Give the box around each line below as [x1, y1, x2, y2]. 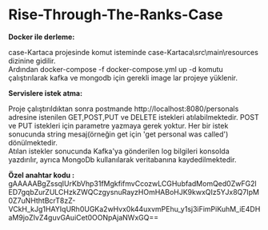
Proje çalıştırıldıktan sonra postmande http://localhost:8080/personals [8, 104, 239, 113]
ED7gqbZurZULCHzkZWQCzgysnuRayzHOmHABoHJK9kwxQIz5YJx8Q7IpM [8, 187, 260, 196]
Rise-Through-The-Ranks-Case [8, 6, 223, 24]
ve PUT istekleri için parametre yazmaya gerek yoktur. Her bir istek [8, 121, 229, 130]
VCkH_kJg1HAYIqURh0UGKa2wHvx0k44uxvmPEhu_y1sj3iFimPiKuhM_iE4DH [8, 204, 261, 213]
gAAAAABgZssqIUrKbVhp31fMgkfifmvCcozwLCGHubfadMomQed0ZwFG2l [8, 178, 258, 188]
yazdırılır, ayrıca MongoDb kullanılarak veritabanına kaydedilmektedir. [8, 154, 238, 165]
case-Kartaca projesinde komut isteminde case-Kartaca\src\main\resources [8, 47, 258, 57]
